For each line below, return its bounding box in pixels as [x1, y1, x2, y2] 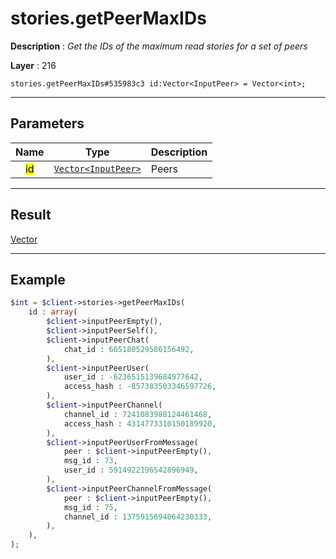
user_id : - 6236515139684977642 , [63, 372, 203, 382]
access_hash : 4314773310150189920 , [63, 418, 217, 429]
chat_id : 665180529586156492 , [63, 344, 195, 354]
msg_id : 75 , [63, 502, 118, 512]
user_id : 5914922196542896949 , [63, 465, 199, 476]
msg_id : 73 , [63, 456, 118, 466]
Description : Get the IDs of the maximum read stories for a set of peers [10, 40, 308, 52]
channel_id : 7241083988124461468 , [63, 409, 213, 419]
